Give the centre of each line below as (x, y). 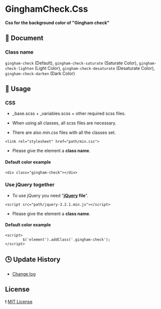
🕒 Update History (33, 260)
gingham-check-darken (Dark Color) (40, 73)
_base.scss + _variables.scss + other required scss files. (69, 114)
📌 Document (24, 38)
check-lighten (20, 68)
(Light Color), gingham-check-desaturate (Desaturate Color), (95, 68)
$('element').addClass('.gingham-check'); (67, 240)
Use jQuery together (30, 185)
